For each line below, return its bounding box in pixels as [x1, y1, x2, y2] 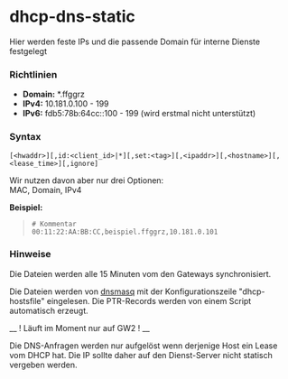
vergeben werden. [9, 359, 78, 370]
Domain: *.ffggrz [22, 88, 86, 100]
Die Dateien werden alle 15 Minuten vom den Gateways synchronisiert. [9, 268, 272, 279]
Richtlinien [9, 68, 58, 80]
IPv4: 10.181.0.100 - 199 [22, 98, 110, 109]
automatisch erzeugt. [9, 305, 88, 316]
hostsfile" [9, 295, 45, 306]
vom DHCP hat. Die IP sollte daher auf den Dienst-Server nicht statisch [9, 349, 273, 360]
